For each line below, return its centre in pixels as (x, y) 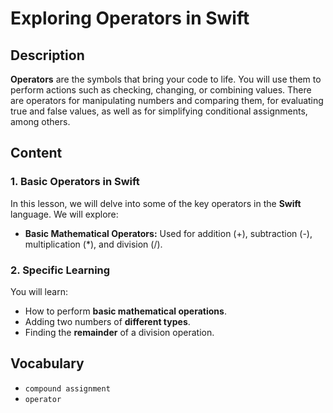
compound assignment (67, 388)
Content (36, 153)
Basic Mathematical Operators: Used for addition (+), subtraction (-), (168, 233)
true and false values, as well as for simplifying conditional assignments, (159, 111)
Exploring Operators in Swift (130, 18)
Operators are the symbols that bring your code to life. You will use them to (166, 79)
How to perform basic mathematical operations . (125, 311)
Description (47, 55)
